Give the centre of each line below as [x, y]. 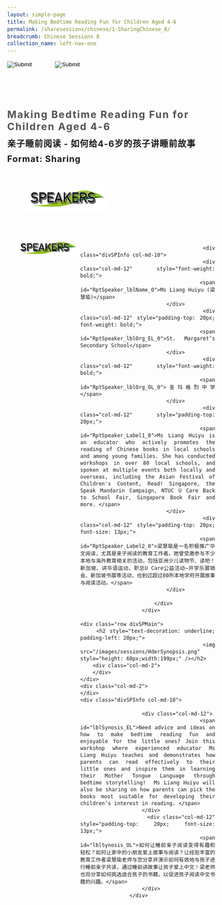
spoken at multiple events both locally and [147, 470]
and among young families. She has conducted [147, 456]
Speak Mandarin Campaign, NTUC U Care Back [147, 490]
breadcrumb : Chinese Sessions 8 [53, 37]
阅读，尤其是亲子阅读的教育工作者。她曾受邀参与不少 [150, 553]
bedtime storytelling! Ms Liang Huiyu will [147, 782]
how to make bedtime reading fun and [147, 734]
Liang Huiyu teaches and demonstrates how [147, 755]
